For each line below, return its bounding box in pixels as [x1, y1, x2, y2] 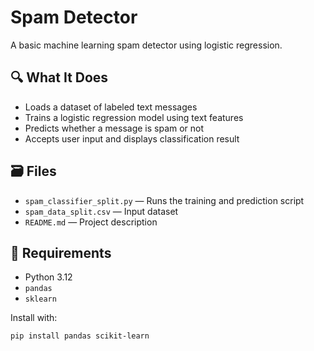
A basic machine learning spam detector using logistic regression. [10, 39, 283, 51]
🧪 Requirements [10, 244, 112, 261]
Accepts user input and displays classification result [24, 132, 240, 145]
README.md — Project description [24, 216, 158, 228]
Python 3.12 [24, 271, 73, 283]
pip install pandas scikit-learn [10, 331, 150, 341]
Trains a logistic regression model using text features [24, 111, 244, 123]
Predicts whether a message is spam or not [24, 122, 205, 134]
